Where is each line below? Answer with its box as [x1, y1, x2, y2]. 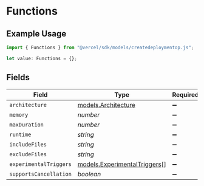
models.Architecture [77, 100, 135, 109]
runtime [9, 131, 32, 138]
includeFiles [9, 141, 47, 148]
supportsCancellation [9, 170, 72, 177]
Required [172, 90, 199, 98]
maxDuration [9, 121, 44, 128]
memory [9, 111, 29, 118]
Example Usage [6, 29, 67, 39]
